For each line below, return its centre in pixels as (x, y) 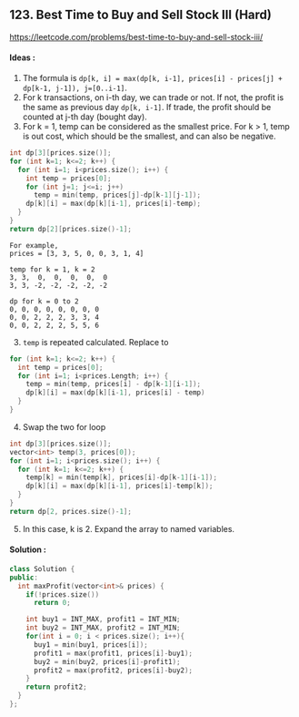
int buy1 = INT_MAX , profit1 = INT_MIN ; (103, 620)
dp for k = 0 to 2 (44, 301)
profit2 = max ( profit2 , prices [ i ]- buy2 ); (113, 670)
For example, (34, 245)
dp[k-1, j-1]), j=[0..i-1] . (75, 88)
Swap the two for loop (64, 426)
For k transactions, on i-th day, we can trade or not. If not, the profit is (153, 97)
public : (24, 578)
